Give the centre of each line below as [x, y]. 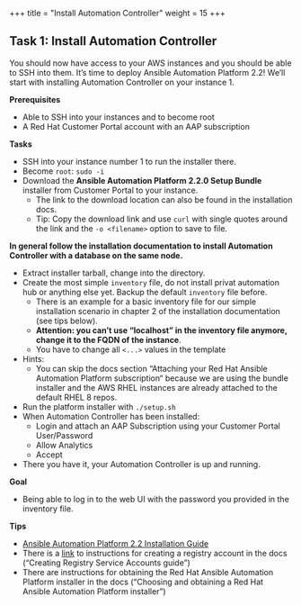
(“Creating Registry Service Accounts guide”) [106, 563]
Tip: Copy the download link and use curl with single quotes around [162, 219]
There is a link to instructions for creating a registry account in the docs [155, 553]
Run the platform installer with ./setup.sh [99, 406]
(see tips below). [67, 321]
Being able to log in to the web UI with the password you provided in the [155, 499]
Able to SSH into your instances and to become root [119, 117]
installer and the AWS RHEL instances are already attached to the [157, 387]
